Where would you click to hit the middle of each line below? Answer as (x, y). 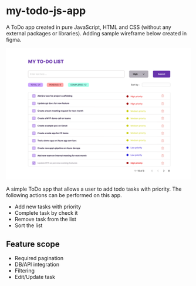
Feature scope (33, 244)
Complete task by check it (46, 213)
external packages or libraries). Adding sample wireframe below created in (96, 33)
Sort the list (28, 225)
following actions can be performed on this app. (64, 195)
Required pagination (39, 258)
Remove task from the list (45, 220)
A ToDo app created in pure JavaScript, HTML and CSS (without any (89, 27)
